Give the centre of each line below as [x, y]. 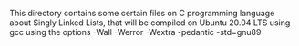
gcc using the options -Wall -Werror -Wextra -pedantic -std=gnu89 [135, 32]
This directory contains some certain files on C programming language [142, 13]
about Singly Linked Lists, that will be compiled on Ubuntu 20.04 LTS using [150, 23]
